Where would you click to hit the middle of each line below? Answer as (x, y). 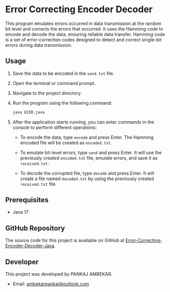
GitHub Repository (35, 228)
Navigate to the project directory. (47, 93)
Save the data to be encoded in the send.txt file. (63, 73)
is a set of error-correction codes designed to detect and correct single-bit (83, 40)
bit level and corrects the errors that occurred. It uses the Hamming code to (84, 28)
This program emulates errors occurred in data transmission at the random (83, 23)
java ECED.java (29, 112)
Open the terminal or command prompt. (54, 83)
